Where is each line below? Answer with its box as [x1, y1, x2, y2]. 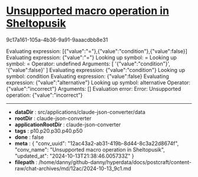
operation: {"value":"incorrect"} [6, 91, 83, 99]
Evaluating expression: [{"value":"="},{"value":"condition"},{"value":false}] [6, 47, 187, 54]
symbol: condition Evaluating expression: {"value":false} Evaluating [6, 73, 169, 80]
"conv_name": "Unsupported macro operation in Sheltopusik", [14, 146, 165, 153]
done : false [14, 133, 44, 140]
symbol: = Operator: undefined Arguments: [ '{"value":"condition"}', [6, 60, 171, 67]
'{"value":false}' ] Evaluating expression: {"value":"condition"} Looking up [6, 66, 186, 73]
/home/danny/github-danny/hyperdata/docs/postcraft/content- [38, 158, 192, 166]
